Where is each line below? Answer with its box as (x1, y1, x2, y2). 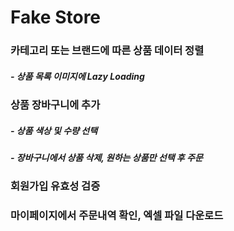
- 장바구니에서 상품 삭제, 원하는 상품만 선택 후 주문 (10, 152, 203, 164)
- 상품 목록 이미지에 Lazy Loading (10, 70, 145, 82)
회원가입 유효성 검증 (10, 179, 101, 193)
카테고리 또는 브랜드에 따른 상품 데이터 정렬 (10, 44, 205, 58)
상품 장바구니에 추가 (10, 98, 101, 112)
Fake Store (10, 6, 102, 29)
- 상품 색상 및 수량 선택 (10, 124, 98, 136)
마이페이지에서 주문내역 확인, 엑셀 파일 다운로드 (10, 209, 224, 223)
